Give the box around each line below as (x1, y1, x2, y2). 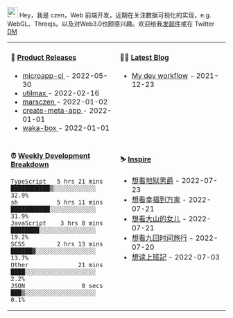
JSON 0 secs (10, 282, 103, 290)
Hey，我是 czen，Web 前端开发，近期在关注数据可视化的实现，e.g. (19, 11, 212, 19)
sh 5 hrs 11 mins (10, 198, 103, 207)
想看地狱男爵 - (131, 176, 180, 186)
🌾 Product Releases (10, 53, 77, 63)
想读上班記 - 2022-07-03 (131, 253, 220, 262)
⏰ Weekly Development (10, 151, 91, 161)
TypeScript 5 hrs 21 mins (10, 177, 103, 186)
